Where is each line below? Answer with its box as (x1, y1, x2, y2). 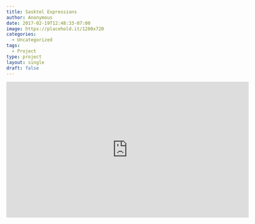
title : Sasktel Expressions (6, 8, 78, 15)
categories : (6, 31, 36, 37)
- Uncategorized (12, 37, 53, 43)
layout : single (6, 59, 45, 65)
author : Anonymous (6, 14, 53, 21)
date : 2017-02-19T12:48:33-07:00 (6, 20, 91, 26)
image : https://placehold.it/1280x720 (6, 25, 104, 32)
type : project (6, 54, 42, 60)
